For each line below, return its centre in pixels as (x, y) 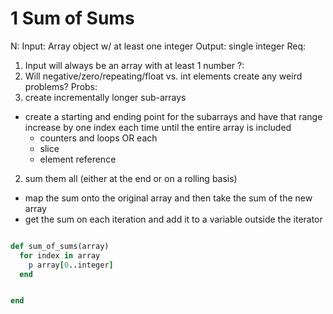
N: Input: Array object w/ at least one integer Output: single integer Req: (158, 46)
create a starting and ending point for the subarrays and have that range (173, 116)
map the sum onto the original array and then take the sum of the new (168, 198)
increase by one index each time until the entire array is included (158, 127)
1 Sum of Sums (72, 18)
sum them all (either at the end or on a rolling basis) (131, 178)
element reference (78, 159)
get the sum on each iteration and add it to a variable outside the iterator (173, 219)
